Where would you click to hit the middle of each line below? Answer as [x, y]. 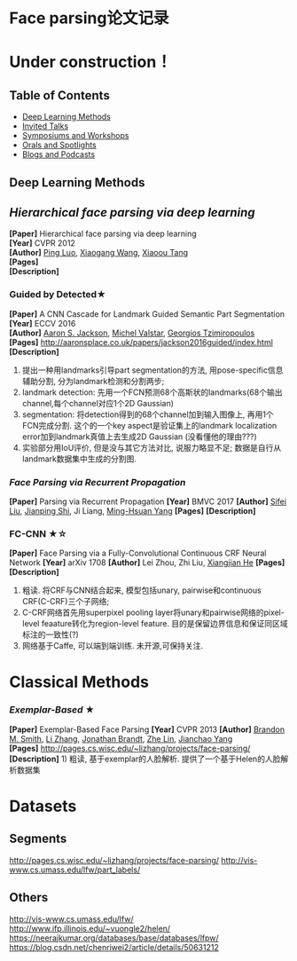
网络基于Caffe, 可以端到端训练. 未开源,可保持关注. [113, 646]
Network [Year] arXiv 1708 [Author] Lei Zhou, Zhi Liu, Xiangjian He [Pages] [147, 563]
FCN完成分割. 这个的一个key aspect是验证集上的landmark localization [149, 425]
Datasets [43, 806]
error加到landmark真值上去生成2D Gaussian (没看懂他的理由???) [139, 437]
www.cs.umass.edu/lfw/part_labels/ [75, 870]
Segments [38, 839]
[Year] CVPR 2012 [42, 243]
